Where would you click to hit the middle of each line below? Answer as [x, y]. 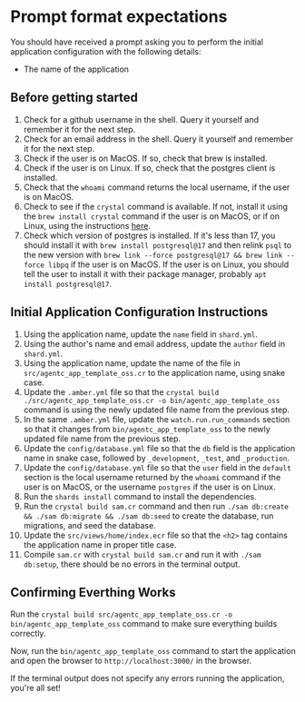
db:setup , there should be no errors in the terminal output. [132, 564]
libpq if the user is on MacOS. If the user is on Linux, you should [168, 264]
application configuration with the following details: [106, 51]
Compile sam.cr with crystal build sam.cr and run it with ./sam [142, 554]
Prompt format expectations [119, 17]
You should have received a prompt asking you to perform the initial [137, 42]
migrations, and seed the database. [90, 525]
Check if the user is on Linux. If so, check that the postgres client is [149, 168]
